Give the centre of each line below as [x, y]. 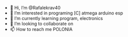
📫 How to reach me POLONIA [41, 29]
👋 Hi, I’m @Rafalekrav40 [35, 8]
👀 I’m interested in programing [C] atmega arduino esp [67, 13]
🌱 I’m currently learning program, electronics [56, 18]
